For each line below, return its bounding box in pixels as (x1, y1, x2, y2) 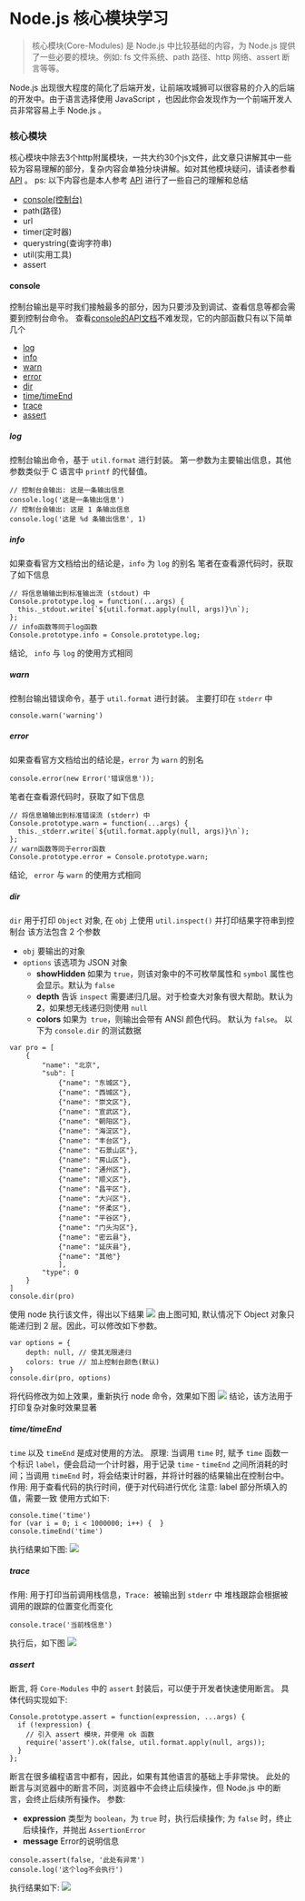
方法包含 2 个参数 (34, 926, 102, 937)
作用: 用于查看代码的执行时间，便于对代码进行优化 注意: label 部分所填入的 (9, 1481, 288, 1492)
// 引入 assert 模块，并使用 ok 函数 (25, 1730, 154, 1739)
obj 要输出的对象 (22, 946, 86, 956)
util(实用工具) (22, 249, 73, 260)
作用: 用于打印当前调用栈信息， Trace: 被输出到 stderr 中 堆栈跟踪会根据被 (9, 1589, 289, 1600)
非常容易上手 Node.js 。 (16, 104, 107, 115)
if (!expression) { (17, 1720, 92, 1730)
